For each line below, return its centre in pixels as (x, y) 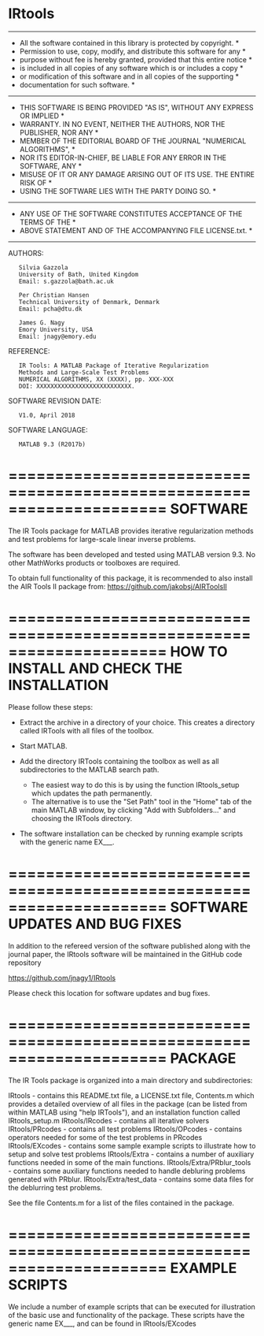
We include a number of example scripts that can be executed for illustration (132, 1306)
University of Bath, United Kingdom (79, 274)
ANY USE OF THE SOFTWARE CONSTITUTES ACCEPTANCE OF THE (131, 213)
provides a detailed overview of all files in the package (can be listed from (128, 1104)
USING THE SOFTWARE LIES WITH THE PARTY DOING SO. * (118, 191)
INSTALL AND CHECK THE (95, 668)
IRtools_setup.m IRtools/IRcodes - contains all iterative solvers (109, 1120)
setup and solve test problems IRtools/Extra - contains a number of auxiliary (131, 1154)
